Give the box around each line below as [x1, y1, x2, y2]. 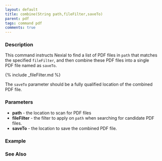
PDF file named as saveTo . [5, 63, 57, 69]
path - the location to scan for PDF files [12, 110, 91, 116]
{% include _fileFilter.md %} [5, 72, 61, 78]
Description [5, 41, 33, 48]
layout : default [5, 7, 38, 12]
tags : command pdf [5, 20, 42, 26]
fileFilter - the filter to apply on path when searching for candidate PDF [12, 115, 154, 121]
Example [5, 137, 26, 144]
